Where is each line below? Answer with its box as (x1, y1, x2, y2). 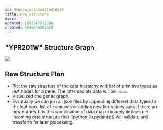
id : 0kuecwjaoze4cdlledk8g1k (5, 7, 64, 12)
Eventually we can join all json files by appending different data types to (12, 98, 157, 104)
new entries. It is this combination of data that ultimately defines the (12, 109, 148, 114)
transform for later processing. (12, 119, 74, 125)
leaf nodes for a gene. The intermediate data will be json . (12, 88, 127, 94)
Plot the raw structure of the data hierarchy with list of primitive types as (12, 83, 157, 89)
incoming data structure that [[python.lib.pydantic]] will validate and (12, 114, 148, 120)
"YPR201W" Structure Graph (5, 43, 95, 52)
